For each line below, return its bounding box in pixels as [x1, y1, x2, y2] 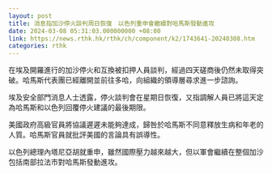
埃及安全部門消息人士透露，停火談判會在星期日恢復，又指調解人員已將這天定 [8, 92, 264, 102]
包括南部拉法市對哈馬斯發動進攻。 [8, 157, 122, 167]
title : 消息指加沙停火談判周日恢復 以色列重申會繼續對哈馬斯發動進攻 [8, 19, 215, 28]
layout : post [8, 11, 53, 20]
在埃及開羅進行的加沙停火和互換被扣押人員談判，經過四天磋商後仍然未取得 [8, 66, 257, 75]
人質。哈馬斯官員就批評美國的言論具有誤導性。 [8, 130, 164, 140]
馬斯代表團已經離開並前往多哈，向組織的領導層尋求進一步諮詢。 [29, 75, 243, 85]
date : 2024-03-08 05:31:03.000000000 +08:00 [8, 27, 161, 35]
